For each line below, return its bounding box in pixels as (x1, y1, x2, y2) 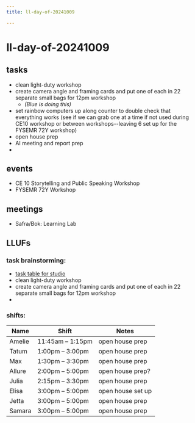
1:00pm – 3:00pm (37, 347, 90, 356)
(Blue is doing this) (24, 100, 72, 107)
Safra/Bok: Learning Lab (15, 220, 77, 228)
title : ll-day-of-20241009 (6, 9, 75, 15)
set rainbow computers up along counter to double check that (15, 107, 171, 114)
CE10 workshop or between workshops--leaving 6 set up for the (15, 120, 177, 127)
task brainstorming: (6, 256, 66, 264)
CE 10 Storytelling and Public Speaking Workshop (15, 179, 140, 187)
